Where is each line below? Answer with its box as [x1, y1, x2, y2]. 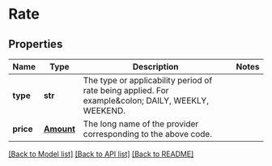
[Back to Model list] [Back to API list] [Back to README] [8, 149, 194, 159]
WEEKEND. [83, 105, 126, 116]
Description [132, 62, 179, 72]
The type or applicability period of [83, 74, 213, 86]
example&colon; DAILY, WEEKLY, [83, 95, 209, 106]
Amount [43, 123, 75, 134]
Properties [8, 37, 63, 51]
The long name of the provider [83, 118, 199, 130]
